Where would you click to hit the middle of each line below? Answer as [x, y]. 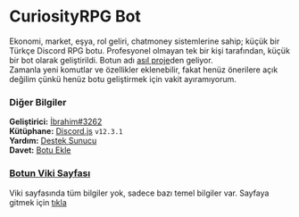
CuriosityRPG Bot [75, 17]
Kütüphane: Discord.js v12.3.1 [66, 131]
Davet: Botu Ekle [40, 150]
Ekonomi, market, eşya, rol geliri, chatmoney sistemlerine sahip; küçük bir [145, 41]
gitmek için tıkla [38, 202]
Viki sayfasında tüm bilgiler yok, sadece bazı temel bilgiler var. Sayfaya [139, 193]
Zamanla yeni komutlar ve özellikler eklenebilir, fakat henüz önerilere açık [144, 70]
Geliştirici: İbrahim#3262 [56, 121]
